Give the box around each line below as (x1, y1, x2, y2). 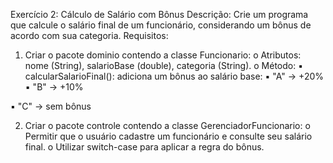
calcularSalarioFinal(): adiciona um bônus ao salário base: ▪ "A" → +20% (24, 70, 324, 82)
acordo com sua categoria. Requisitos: (10, 30, 169, 41)
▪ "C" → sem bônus (10, 100, 92, 112)
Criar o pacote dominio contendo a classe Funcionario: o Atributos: (24, 49, 302, 61)
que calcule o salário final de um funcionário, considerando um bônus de (10, 19, 312, 31)
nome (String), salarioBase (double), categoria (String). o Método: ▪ (24, 60, 304, 71)
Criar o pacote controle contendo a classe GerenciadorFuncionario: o (24, 120, 311, 131)
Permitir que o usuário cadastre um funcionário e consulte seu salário (24, 130, 313, 142)
